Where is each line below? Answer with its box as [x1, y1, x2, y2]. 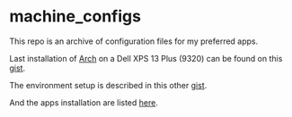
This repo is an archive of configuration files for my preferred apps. [9, 36, 259, 46]
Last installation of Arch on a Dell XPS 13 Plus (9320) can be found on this [9, 53, 283, 63]
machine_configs [9, 6, 142, 27]
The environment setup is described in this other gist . [9, 79, 208, 90]
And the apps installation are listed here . [9, 96, 159, 108]
